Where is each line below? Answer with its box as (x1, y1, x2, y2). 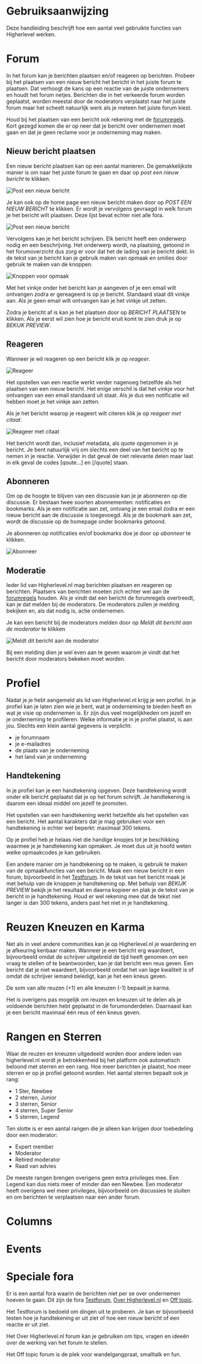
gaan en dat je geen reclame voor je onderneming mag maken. (6, 128, 162, 136)
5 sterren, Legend (14, 1113, 60, 1120)
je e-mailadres (14, 740, 51, 748)
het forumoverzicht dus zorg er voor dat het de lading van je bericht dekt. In (6, 248, 195, 255)
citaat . (6, 416, 22, 423)
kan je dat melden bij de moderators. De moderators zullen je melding (6, 601, 180, 608)
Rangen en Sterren (6, 1030, 102, 1043)
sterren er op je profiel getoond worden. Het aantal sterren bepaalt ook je (6, 1069, 189, 1077)
